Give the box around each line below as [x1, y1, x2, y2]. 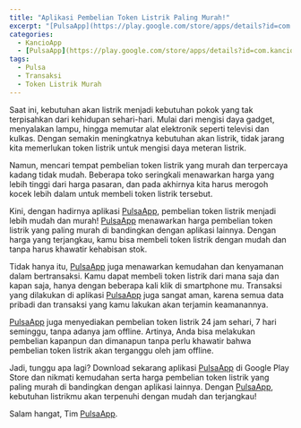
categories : [9, 30, 54, 39]
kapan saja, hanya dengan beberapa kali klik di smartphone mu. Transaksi [9, 279, 282, 291]
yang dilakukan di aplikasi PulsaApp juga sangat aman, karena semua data [9, 289, 284, 300]
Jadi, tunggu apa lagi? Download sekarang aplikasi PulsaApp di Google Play [9, 362, 289, 372]
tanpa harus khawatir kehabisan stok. [9, 244, 148, 254]
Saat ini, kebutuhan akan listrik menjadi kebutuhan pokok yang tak [9, 104, 254, 115]
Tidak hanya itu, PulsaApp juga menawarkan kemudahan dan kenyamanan [9, 261, 284, 271]
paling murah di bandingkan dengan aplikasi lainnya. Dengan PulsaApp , [9, 381, 274, 392]
